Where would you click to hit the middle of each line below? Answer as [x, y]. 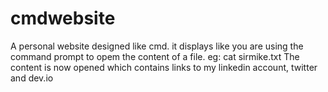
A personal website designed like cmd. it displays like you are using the [157, 46]
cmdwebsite [63, 18]
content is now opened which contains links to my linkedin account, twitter [164, 67]
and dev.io [32, 78]
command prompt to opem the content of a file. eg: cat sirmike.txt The [155, 56]
